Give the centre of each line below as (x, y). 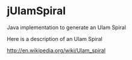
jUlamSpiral (36, 11)
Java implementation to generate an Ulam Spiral (66, 27)
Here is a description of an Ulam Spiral (55, 39)
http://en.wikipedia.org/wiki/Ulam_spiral (56, 50)
